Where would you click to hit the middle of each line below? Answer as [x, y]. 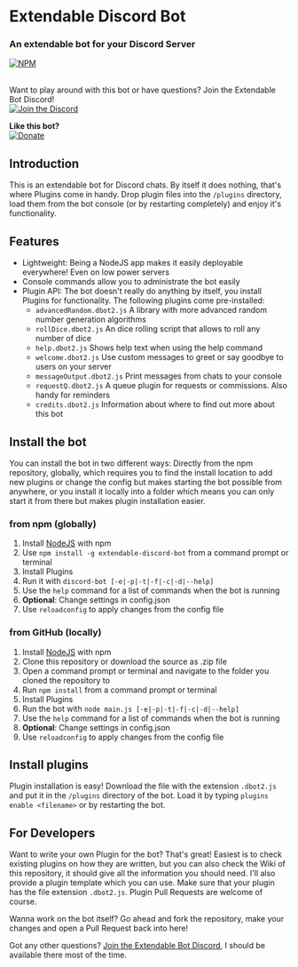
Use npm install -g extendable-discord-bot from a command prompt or [155, 553]
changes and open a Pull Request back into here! [99, 928]
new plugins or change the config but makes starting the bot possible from [145, 482]
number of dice [63, 339]
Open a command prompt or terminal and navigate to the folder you [145, 671]
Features [34, 241]
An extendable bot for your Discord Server [102, 44]
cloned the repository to [66, 680]
